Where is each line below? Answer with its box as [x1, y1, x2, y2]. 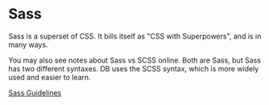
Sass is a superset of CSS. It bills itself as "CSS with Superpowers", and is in [8, 31, 262, 41]
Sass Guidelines [8, 87, 62, 97]
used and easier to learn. [8, 72, 91, 82]
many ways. [8, 39, 48, 49]
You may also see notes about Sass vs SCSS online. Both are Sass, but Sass [8, 55, 262, 65]
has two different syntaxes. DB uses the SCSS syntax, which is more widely [8, 63, 259, 73]
